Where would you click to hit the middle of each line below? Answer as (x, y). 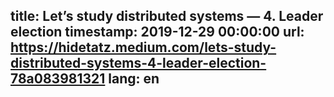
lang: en (134, 79)
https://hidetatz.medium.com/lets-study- (143, 47)
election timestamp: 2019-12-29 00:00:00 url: (157, 32)
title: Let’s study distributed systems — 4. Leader (167, 16)
